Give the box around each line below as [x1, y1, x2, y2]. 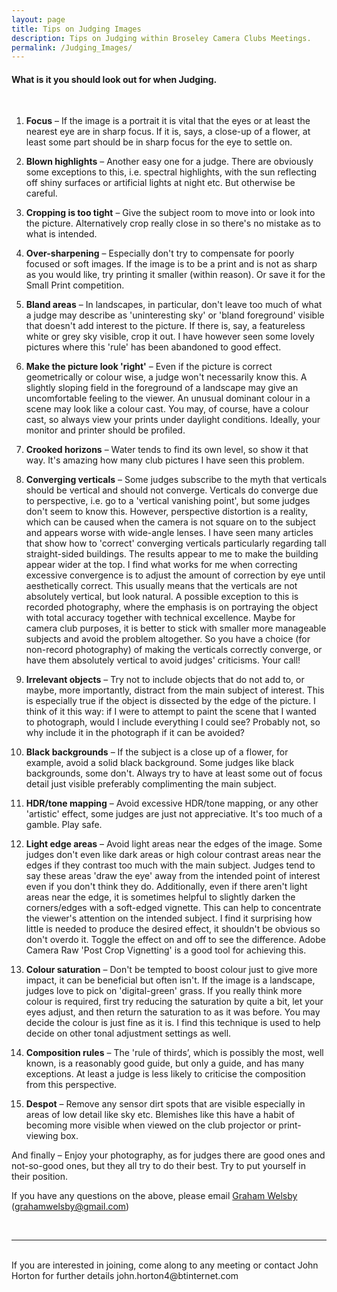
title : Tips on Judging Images [11, 24, 142, 34]
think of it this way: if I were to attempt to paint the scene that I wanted [25, 706, 317, 718]
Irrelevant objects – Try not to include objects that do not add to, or [25, 674, 305, 686]
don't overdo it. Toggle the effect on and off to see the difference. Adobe [25, 934, 326, 946]
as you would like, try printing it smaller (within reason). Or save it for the [25, 269, 326, 281]
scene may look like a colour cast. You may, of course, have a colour [25, 403, 309, 415]
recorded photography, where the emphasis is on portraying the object [25, 601, 318, 613]
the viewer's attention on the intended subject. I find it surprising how [25, 912, 313, 925]
